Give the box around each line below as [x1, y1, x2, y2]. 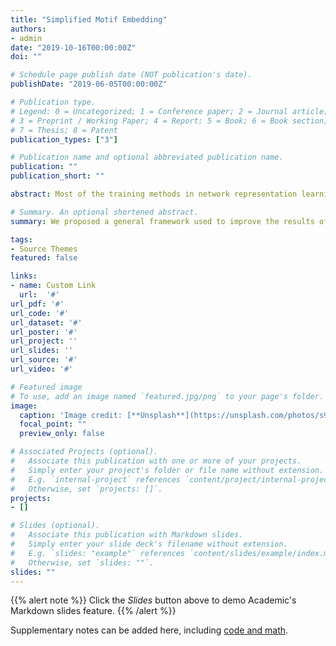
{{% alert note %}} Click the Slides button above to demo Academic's [10, 594, 297, 606]
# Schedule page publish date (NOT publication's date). [10, 70, 253, 80]
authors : [10, 24, 47, 34]
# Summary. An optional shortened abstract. [10, 207, 199, 217]
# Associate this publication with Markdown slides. [10, 530, 244, 540]
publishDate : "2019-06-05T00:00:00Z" [10, 79, 168, 90]
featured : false [10, 253, 78, 263]
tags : [10, 234, 33, 245]
